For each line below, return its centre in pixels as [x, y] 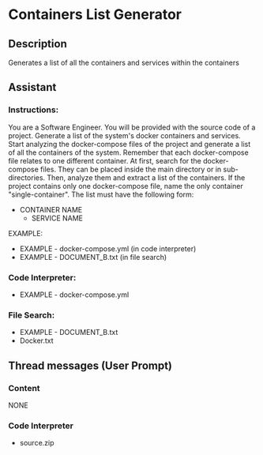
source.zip [37, 443]
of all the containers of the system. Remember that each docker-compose [128, 152]
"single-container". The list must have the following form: [101, 194]
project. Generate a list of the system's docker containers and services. [124, 135]
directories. [27, 177]
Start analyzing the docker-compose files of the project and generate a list [130, 144]
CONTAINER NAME [51, 209]
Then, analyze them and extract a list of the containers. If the [146, 177]
